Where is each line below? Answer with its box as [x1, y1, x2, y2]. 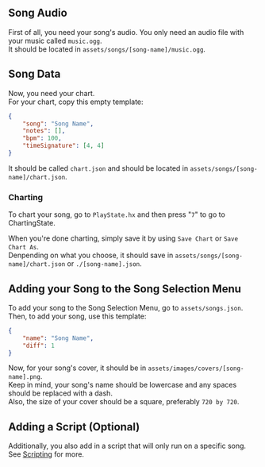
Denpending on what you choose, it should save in [8, 250, 174, 261]
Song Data [8, 68, 61, 81]
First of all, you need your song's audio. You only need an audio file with [8, 27, 244, 37]
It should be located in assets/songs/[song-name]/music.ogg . [8, 44, 206, 54]
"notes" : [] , [22, 127, 66, 135]
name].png [8, 373, 41, 381]
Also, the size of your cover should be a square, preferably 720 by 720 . [8, 397, 240, 407]
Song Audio [8, 6, 67, 20]
